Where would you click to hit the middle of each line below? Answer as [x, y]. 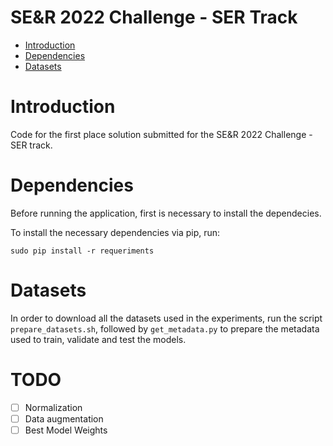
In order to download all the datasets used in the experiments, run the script [166, 318]
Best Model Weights [66, 430]
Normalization [53, 407]
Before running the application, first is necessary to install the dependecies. [166, 213]
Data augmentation [64, 418]
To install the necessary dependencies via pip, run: [115, 232]
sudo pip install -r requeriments [82, 251]
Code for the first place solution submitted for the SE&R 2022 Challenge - [161, 134]
